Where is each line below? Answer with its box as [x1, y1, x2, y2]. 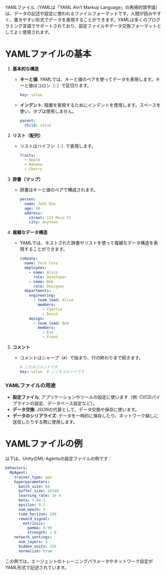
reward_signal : [18, 516, 50, 521]
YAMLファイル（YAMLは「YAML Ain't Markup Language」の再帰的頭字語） [5, 4, 161, 10]
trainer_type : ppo [14, 475, 52, 480]
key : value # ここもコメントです [19, 369, 84, 374]
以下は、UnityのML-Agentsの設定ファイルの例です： [5, 456, 113, 462]
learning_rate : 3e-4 [18, 493, 61, 498]
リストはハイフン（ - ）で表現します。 [19, 143, 96, 149]
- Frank [42, 335, 58, 340]
